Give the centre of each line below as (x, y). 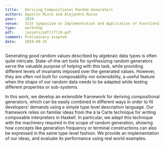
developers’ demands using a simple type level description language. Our (79, 107)
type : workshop (24, 28)
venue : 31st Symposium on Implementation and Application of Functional (83, 23)
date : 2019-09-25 (26, 42)
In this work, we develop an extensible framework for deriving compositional (82, 96)
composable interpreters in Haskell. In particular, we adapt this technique (79, 117)
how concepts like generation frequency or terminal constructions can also (81, 128)
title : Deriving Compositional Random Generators (59, 10)
